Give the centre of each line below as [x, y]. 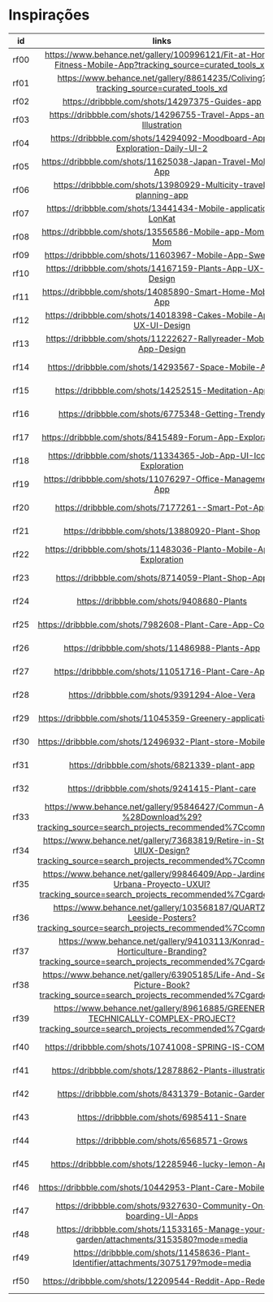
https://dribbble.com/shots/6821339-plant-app [162, 765]
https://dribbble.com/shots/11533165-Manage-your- [162, 1229]
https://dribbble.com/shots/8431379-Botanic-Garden [162, 1094]
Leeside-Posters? [162, 918]
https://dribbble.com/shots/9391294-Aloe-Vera [162, 695]
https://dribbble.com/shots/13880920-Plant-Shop [162, 531]
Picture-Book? [162, 984]
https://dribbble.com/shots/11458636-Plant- [162, 1252]
